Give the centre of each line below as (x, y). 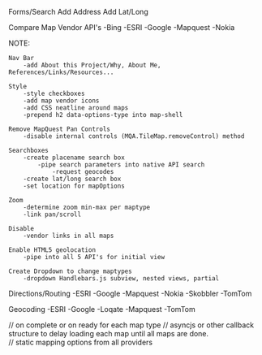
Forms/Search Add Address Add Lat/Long (78, 12)
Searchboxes (28, 150)
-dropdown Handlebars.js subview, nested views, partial (121, 279)
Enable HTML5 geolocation (52, 250)
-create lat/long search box (72, 179)
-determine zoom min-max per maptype (87, 207)
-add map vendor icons (61, 101)
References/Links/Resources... (61, 72)
